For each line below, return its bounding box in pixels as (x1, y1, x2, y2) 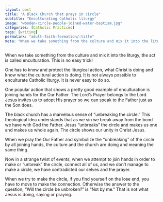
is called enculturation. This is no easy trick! (5, 57, 93, 63)
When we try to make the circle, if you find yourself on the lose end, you (5, 176, 149, 182)
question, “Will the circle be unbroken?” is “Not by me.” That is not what (5, 186, 149, 192)
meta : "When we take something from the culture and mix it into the (5, 39, 149, 44)
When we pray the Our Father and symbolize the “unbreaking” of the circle (5, 136, 154, 142)
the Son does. (5, 102, 33, 108)
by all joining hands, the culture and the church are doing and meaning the (5, 142, 154, 147)
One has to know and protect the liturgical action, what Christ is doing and (5, 67, 153, 73)
